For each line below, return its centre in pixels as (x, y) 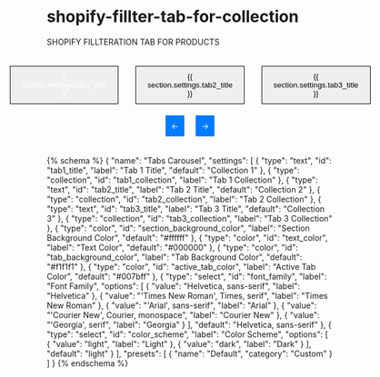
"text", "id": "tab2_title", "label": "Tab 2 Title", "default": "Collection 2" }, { (184, 189)
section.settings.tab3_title (316, 85)
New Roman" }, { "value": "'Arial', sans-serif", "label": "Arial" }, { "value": (182, 305)
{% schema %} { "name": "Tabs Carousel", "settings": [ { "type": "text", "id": (190, 160)
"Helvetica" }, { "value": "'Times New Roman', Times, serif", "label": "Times (187, 295)
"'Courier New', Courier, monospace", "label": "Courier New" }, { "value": (184, 314)
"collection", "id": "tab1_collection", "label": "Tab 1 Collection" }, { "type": (182, 180)
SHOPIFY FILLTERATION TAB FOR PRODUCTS (133, 42)
